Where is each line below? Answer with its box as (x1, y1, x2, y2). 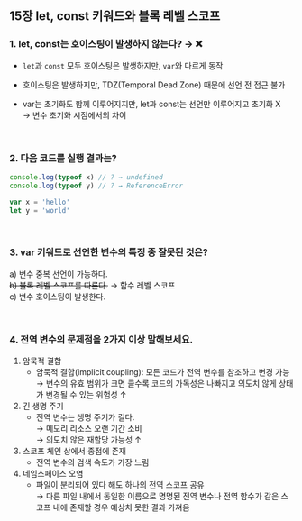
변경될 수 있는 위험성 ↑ (45, 389, 127, 400)
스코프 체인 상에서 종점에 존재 (22, 445, 126, 457)
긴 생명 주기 (22, 400, 65, 412)
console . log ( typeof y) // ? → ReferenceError (9, 181, 183, 190)
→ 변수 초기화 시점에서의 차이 (22, 109, 127, 120)
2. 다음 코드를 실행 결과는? (9, 151, 117, 164)
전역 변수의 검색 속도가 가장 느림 (35, 457, 150, 468)
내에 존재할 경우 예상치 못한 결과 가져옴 (52, 502, 190, 513)
